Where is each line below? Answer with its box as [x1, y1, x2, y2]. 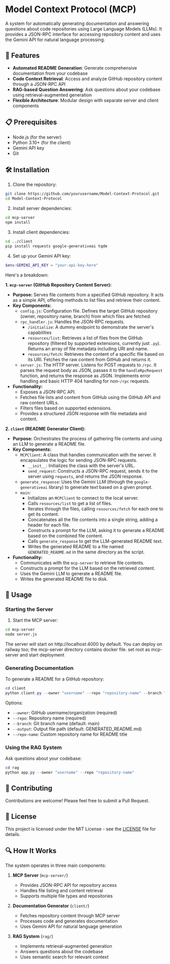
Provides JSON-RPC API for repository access [20, 882, 117, 888]
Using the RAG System [5, 743, 62, 751]
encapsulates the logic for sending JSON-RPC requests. [20, 457, 138, 463]
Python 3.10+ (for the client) [12, 139, 71, 145]
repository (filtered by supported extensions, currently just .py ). [27, 340, 161, 346]
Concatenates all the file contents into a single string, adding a [27, 516, 158, 522]
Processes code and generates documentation [20, 918, 118, 924]
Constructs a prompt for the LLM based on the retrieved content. [20, 565, 155, 571]
